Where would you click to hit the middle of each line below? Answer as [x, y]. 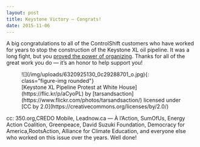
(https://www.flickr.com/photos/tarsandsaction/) [82, 100]
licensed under [162, 100]
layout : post [23, 13]
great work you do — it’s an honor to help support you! [75, 63]
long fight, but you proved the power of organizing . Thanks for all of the [96, 56]
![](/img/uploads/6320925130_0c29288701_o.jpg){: [85, 74]
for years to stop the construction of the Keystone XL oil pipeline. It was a [98, 50]
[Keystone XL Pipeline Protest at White [70, 87]
